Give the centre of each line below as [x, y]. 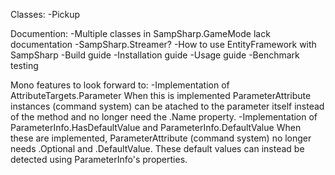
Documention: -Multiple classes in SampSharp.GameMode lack [140, 33]
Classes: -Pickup [45, 14]
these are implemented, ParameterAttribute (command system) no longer [161, 138]
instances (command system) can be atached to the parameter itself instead [167, 106]
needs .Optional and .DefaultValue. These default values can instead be [157, 148]
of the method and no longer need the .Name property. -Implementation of [164, 117]
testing [24, 65]
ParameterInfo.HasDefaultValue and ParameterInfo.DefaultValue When [156, 127]
